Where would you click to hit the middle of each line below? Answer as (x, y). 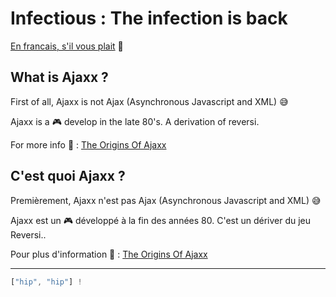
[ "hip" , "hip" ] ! (46, 282)
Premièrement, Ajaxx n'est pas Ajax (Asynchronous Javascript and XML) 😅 (166, 200)
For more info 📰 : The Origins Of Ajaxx (88, 144)
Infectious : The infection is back (149, 18)
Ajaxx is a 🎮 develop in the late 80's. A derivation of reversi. (135, 121)
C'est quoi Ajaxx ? (68, 176)
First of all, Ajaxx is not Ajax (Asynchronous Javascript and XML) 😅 (149, 101)
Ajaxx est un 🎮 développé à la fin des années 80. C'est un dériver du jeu (161, 220)
